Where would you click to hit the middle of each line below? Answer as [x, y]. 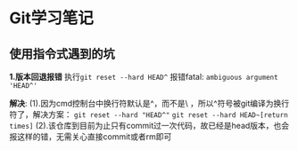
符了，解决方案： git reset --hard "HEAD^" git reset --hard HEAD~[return [149, 114]
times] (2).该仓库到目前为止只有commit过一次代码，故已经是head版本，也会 [149, 126]
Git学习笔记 [51, 18]
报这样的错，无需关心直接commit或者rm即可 [91, 137]
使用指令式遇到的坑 [62, 54]
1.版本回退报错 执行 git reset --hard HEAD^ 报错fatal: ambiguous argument [144, 77]
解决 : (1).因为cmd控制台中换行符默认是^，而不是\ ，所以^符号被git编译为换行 [149, 103]
